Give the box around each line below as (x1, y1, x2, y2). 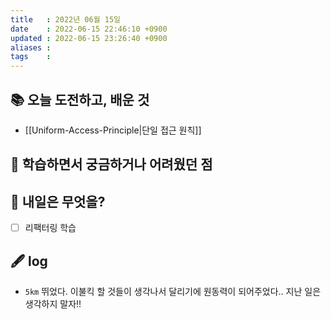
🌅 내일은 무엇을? (10, 193, 106, 210)
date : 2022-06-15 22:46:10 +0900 (10, 24, 168, 34)
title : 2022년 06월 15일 (10, 14, 122, 25)
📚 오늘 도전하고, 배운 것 (10, 91, 150, 108)
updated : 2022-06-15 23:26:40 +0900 (10, 33, 168, 43)
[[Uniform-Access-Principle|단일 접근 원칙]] (24, 124, 202, 136)
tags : (10, 52, 52, 62)
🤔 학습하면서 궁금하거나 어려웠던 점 (10, 156, 213, 173)
